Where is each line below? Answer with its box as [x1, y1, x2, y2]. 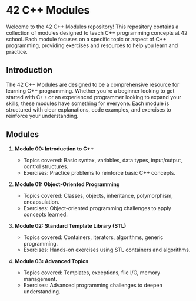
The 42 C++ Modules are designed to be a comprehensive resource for [6, 81, 180, 88]
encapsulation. [23, 198, 60, 205]
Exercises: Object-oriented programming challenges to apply [23, 204, 172, 211]
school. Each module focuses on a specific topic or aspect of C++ [6, 35, 167, 42]
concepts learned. [23, 211, 68, 218]
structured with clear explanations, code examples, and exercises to [6, 106, 172, 113]
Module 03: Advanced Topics [14, 257, 89, 264]
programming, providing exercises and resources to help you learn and [6, 42, 178, 49]
